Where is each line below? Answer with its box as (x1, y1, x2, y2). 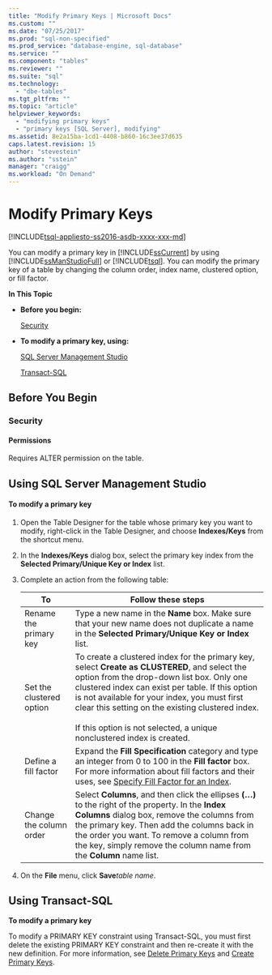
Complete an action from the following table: (19, 575, 169, 584)
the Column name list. (74, 850, 159, 862)
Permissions (8, 435, 52, 445)
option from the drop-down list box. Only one (74, 672, 249, 683)
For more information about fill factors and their (74, 766, 255, 777)
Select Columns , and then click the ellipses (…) (74, 789, 257, 801)
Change (23, 810, 55, 821)
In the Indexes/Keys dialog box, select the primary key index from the (19, 550, 253, 560)
